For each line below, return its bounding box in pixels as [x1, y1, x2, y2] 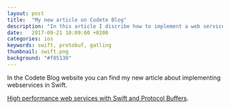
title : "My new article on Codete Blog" [7, 16, 127, 23]
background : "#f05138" [7, 55, 72, 62]
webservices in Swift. [7, 80, 68, 89]
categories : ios [7, 36, 53, 43]
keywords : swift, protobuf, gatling [7, 42, 112, 49]
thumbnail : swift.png [7, 49, 69, 56]
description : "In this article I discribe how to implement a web [7, 23, 201, 29]
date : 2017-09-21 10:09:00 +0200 [7, 29, 109, 36]
